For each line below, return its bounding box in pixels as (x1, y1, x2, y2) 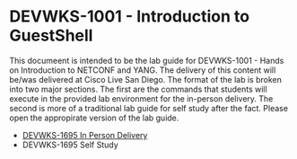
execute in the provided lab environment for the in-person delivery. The (9, 93, 274, 104)
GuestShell (9, 25, 93, 46)
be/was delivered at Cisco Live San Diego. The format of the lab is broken (9, 74, 283, 84)
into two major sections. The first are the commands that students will (9, 84, 267, 94)
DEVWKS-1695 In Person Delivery (22, 129, 148, 140)
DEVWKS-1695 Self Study (22, 139, 118, 150)
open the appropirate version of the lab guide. (9, 112, 179, 123)
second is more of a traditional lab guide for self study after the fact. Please (9, 102, 289, 113)
